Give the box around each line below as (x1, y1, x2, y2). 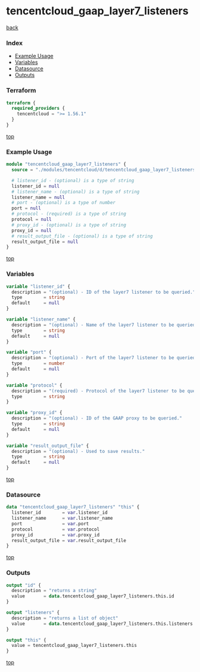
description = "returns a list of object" (11, 615, 118, 621)
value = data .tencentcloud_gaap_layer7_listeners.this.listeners (11, 621, 193, 627)
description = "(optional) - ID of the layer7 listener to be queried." (11, 289, 196, 295)
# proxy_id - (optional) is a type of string (11, 222, 127, 228)
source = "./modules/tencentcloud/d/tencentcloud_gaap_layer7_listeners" (11, 167, 198, 173)
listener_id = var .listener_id (11, 510, 108, 516)
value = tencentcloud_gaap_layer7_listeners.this (11, 643, 137, 649)
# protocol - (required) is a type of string (11, 211, 127, 217)
